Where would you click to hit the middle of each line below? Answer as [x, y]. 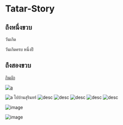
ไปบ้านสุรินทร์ [25, 97]
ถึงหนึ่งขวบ [19, 27]
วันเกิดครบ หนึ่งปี [19, 49]
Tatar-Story [30, 9]
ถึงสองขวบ [18, 66]
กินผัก [10, 77]
